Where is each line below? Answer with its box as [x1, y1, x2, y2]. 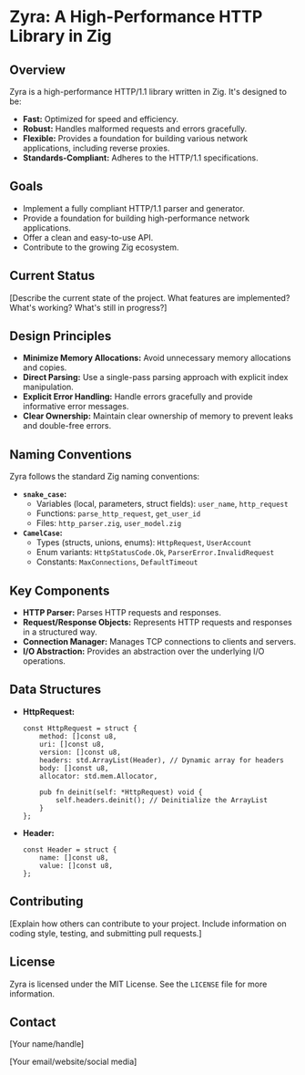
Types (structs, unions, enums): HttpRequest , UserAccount [36, 537, 252, 548]
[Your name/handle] [9, 1039, 85, 1049]
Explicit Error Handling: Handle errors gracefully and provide [22, 391, 253, 402]
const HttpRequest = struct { [22, 723, 138, 733]
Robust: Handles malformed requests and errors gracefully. [22, 123, 248, 134]
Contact [9, 1014, 56, 1029]
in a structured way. [22, 626, 97, 637]
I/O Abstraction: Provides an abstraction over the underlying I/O [22, 646, 265, 657]
